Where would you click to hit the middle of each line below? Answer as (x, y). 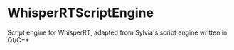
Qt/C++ (18, 39)
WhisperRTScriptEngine (81, 13)
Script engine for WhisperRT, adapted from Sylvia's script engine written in (117, 32)
